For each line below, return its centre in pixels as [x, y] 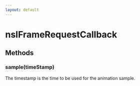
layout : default [22, 10]
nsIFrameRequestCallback [61, 34]
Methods [19, 53]
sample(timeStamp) [30, 67]
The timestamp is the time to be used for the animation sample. [70, 78]
